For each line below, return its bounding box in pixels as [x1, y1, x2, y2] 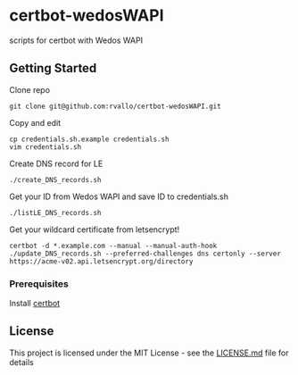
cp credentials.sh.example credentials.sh [9, 135, 170, 144]
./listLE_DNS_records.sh [9, 208, 102, 217]
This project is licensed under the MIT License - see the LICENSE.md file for [9, 347, 289, 358]
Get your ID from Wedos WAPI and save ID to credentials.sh [9, 191, 229, 202]
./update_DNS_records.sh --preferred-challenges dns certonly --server [9, 249, 281, 258]
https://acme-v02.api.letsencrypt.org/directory [9, 256, 194, 266]
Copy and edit [9, 117, 62, 128]
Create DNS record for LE [9, 158, 103, 169]
